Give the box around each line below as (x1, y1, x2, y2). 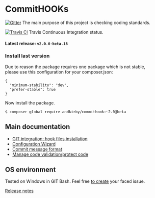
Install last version (5, 52, 50, 59)
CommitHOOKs (5, 3, 69, 15)
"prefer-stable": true (9, 87, 56, 92)
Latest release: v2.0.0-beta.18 (5, 40, 68, 46)
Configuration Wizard (12, 141, 56, 147)
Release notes (5, 188, 34, 194)
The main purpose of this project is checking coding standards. (22, 20, 151, 25)
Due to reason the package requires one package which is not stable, (5, 64, 146, 70)
